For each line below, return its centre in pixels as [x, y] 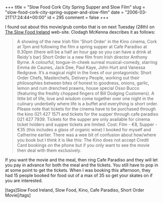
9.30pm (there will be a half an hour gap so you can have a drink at [84, 52]
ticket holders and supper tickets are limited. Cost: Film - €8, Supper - [87, 124]
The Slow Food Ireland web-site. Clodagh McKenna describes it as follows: [80, 32]
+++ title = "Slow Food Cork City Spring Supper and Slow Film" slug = [75, 7]
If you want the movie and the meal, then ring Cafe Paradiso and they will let [81, 160]
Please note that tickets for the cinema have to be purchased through [86, 109]
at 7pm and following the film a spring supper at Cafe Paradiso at [82, 47]
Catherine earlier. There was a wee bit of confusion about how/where [87, 135]
